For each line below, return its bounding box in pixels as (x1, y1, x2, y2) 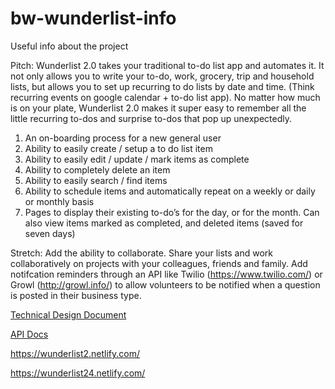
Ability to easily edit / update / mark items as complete (24, 153, 250, 165)
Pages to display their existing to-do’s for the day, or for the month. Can (24, 206, 320, 218)
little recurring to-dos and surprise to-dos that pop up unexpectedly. (10, 112, 292, 124)
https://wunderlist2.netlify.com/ (10, 347, 141, 359)
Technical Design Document (10, 308, 127, 321)
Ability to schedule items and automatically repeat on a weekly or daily (24, 185, 316, 197)
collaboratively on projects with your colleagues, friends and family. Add (10, 257, 308, 269)
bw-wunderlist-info (10, 7, 177, 30)
